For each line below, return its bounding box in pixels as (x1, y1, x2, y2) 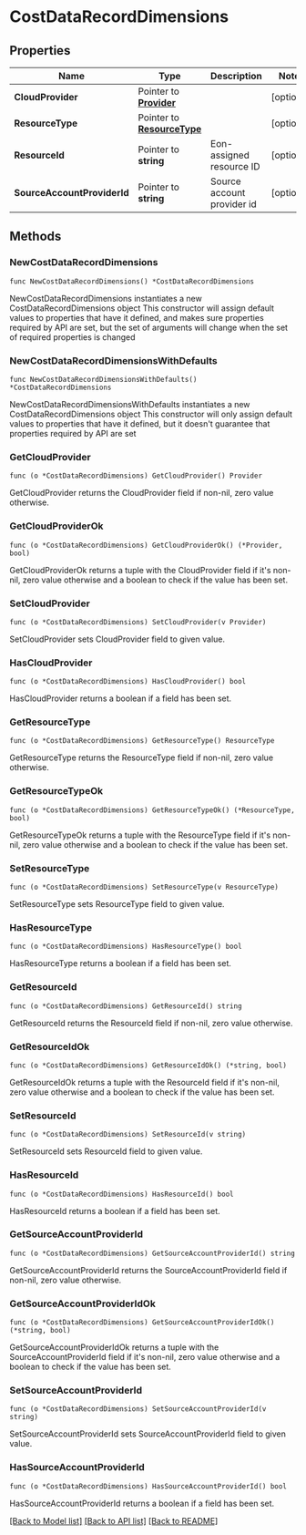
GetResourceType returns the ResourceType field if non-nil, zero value (9, 752, 274, 763)
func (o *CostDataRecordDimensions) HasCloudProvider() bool (9, 677, 247, 686)
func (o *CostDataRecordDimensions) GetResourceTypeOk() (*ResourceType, (9, 805, 296, 815)
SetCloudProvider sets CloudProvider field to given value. (9, 634, 226, 644)
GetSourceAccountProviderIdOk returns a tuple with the (9, 1342, 219, 1353)
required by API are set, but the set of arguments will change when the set (9, 322, 289, 333)
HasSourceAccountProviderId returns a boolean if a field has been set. (9, 1498, 275, 1509)
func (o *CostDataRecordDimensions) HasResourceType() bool (9, 942, 243, 952)
